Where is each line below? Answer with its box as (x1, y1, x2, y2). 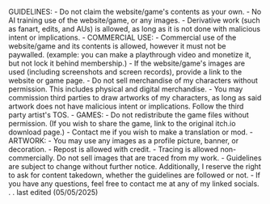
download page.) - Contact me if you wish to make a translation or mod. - (8, 127, 253, 137)
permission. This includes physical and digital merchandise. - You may (8, 84, 243, 94)
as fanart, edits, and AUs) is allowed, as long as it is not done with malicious (8, 24, 261, 33)
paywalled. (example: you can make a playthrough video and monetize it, (8, 50, 252, 59)
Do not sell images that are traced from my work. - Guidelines (56, 153, 262, 163)
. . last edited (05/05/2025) (8, 188, 99, 197)
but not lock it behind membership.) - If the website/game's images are (8, 58, 245, 68)
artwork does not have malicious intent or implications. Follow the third (8, 101, 244, 111)
